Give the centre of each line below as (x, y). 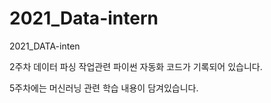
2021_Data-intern (84, 18)
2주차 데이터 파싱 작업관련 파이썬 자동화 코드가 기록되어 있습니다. (136, 66)
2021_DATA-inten (45, 46)
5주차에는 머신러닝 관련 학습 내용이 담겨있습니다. (104, 88)
